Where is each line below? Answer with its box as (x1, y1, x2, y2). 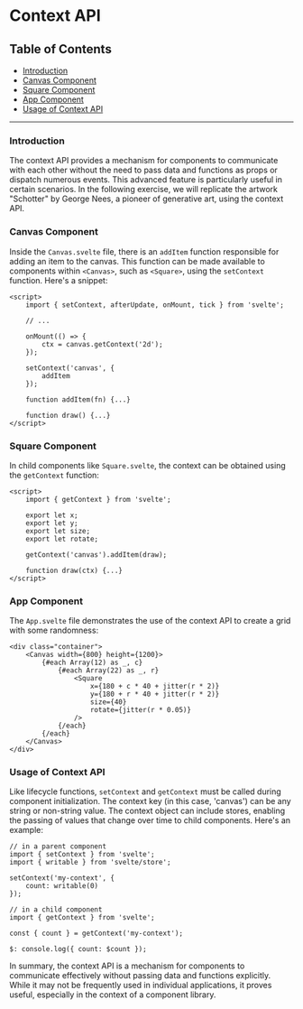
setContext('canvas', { (25, 363, 115, 373)
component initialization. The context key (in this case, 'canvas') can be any (9, 796, 291, 807)
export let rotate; (25, 534, 99, 543)
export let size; (25, 526, 91, 535)
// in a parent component (9, 842, 106, 851)
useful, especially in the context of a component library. (9, 989, 216, 1000)
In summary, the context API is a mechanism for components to (9, 960, 245, 971)
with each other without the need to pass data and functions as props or (9, 164, 278, 176)
